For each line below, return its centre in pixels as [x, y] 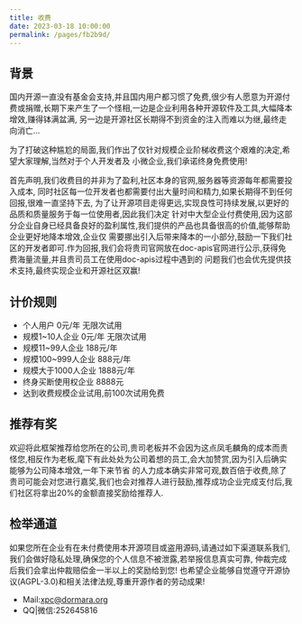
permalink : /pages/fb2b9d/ [60, 34]
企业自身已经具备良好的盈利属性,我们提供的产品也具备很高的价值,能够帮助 [154, 226]
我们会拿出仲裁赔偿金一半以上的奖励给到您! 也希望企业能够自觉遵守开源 [149, 570]
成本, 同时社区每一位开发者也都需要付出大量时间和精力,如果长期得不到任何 [155, 191]
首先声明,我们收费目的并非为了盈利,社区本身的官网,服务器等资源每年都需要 [147, 181]
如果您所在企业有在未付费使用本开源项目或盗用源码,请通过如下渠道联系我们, [150, 547]
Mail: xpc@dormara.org [65, 599]
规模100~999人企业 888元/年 [77, 359]
